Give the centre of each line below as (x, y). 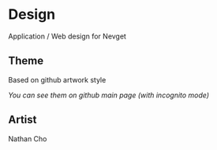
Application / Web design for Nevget (67, 36)
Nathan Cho (28, 138)
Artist (22, 120)
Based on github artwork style (57, 79)
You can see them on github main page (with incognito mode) (109, 95)
